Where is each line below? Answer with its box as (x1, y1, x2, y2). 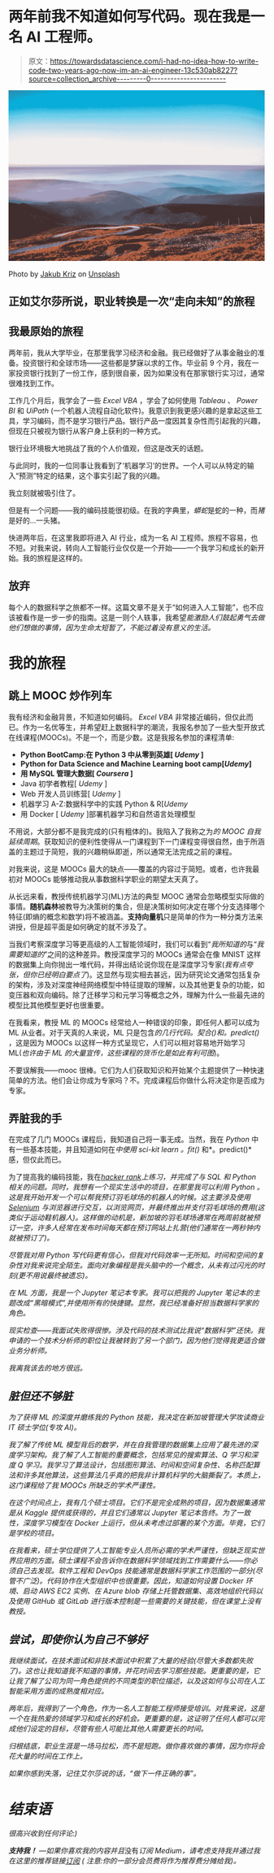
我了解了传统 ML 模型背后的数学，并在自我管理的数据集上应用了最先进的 (8, 1440, 251, 1449)
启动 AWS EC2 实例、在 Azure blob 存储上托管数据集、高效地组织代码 (22, 1586, 256, 1596)
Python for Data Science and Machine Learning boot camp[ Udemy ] (20, 758, 252, 768)
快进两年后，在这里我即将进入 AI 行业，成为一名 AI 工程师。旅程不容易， (8, 532, 251, 542)
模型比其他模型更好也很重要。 (8, 1000, 108, 1010)
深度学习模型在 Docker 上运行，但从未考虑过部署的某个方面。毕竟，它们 (22, 1518, 265, 1528)
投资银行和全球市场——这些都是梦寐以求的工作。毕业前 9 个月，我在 (22, 358, 252, 367)
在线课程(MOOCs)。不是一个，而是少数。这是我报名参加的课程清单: (8, 732, 234, 742)
